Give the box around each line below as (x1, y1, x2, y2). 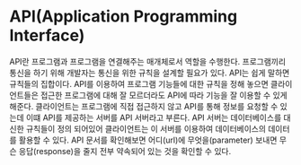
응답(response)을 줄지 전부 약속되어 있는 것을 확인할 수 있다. (18, 145, 232, 156)
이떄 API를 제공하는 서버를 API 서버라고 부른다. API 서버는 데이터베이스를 (25, 112, 282, 123)
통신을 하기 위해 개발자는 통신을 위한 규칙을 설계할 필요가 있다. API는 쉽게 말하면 (9, 67, 290, 78)
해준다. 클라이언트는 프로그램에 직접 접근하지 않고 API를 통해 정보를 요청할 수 (9, 100, 279, 111)
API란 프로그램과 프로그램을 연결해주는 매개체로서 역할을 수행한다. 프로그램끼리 (9, 56, 286, 66)
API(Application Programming (9, 6, 238, 27)
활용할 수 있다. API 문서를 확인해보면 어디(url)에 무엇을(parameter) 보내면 (18, 135, 278, 145)
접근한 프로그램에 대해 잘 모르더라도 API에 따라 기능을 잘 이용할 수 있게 (40, 90, 288, 100)
